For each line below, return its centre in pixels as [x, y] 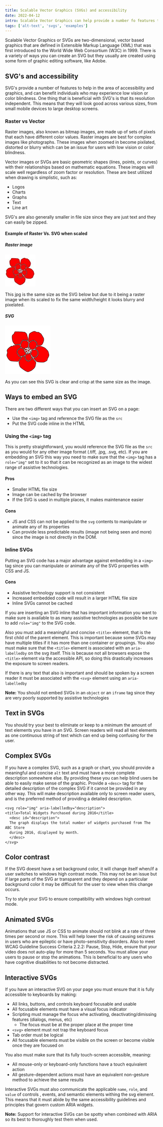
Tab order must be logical [38, 1035]
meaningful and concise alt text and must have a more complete [70, 773]
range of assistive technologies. [37, 467]
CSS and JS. [17, 571]
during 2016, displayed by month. [44, 832]
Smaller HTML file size [34, 489]
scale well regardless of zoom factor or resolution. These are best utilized [79, 172]
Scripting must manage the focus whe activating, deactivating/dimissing [84, 1014]
